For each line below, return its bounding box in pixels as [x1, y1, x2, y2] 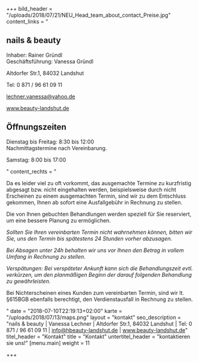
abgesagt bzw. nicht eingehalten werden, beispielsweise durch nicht [6, 186, 177, 193]
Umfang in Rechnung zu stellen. [6, 253, 86, 260]
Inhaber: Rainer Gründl [6, 51, 63, 58]
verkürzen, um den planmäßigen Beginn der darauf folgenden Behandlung [6, 271, 192, 278]
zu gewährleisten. [6, 277, 51, 285]
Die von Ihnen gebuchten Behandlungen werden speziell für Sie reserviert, [6, 210, 192, 218]
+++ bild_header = [6, 5, 53, 12]
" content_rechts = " [6, 168, 57, 175]
